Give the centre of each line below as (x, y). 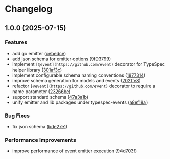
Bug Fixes (17, 116)
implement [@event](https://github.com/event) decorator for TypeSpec (89, 64)
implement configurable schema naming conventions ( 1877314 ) (79, 75)
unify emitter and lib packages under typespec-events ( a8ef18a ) (80, 102)
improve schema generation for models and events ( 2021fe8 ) (76, 80)
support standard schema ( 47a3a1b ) (50, 97)
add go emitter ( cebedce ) (39, 53)
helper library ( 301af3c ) (37, 70)
